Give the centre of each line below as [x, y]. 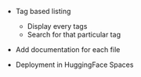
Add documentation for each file [68, 49]
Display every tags [57, 26]
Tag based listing [43, 11]
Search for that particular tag [74, 35]
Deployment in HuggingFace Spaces [74, 65]
